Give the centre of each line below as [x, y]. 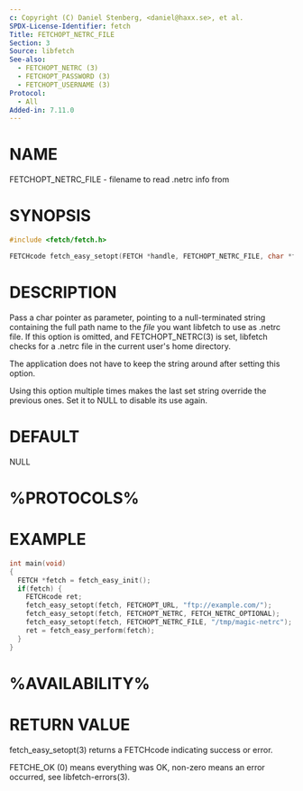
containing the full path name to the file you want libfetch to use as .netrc [145, 327]
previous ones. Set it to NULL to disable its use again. [109, 400]
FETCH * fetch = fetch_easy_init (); [84, 580]
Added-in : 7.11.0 [42, 110]
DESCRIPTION [63, 293]
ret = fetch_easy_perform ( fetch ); [90, 630]
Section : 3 [30, 43]
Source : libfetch [42, 51]
